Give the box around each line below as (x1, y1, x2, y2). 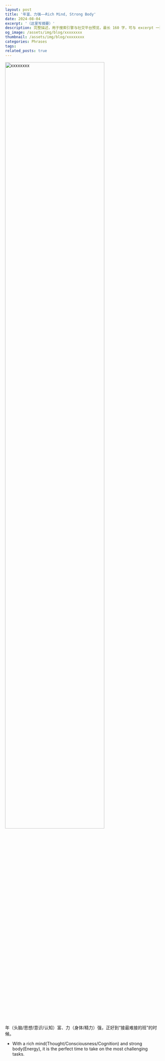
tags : (5, 44, 16, 49)
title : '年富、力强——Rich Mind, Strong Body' (5, 12, 96, 17)
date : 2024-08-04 (5, 16, 41, 21)
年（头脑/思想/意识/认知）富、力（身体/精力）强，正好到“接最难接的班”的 (5, 1025, 153, 1031)
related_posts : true (5, 48, 48, 53)
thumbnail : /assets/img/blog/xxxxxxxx (5, 35, 84, 40)
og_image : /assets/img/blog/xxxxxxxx (5, 30, 82, 35)
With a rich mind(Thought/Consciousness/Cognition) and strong (12, 1040, 142, 1046)
